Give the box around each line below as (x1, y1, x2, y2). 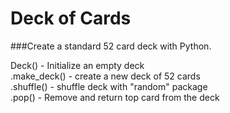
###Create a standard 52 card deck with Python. (10, 40, 212, 52)
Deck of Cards (10, 7, 132, 30)
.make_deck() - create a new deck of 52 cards (10, 70, 201, 82)
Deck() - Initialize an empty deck (10, 59, 145, 71)
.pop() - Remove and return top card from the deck (10, 91, 220, 103)
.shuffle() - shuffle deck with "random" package (10, 80, 208, 92)
